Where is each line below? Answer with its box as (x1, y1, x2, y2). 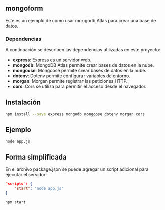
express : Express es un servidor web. (12, 57, 92, 63)
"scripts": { (5, 181, 33, 186)
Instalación (5, 98, 41, 107)
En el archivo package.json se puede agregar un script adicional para (5, 166, 149, 172)
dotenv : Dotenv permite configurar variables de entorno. (12, 73, 131, 79)
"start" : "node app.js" (14, 186, 64, 191)
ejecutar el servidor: (5, 172, 47, 178)
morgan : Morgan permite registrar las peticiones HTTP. (12, 78, 128, 84)
